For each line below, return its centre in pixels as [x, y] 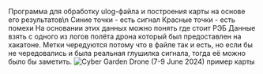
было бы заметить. [40, 61]
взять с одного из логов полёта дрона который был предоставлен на [125, 36]
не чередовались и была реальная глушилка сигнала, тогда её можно [127, 53]
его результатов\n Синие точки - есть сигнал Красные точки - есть [122, 20]
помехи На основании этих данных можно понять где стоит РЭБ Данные [132, 28]
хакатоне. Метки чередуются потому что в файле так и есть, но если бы [131, 45]
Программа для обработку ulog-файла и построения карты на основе [127, 11]
